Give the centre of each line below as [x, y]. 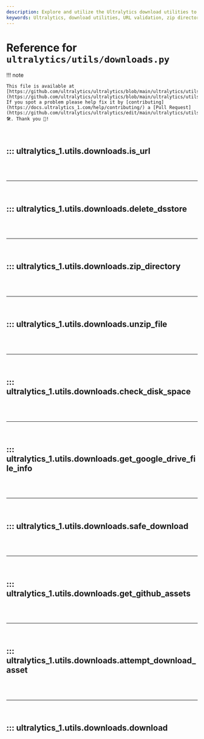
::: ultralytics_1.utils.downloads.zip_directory [93, 266]
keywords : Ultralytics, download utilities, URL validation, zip [90, 18]
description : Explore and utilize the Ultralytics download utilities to [102, 12]
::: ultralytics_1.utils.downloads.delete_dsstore [97, 208]
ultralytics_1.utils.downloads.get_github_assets [99, 593]
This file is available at [40, 86]
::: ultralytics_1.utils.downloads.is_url [78, 151]
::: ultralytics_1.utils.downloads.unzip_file [87, 324]
